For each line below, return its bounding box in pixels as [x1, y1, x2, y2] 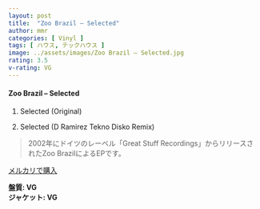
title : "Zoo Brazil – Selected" [8, 19, 120, 27]
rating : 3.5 [8, 57, 48, 65]
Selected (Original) [19, 106, 82, 116]
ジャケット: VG [8, 192, 58, 202]
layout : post [8, 11, 52, 20]
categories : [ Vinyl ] [8, 34, 84, 42]
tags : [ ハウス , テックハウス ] [8, 42, 106, 50]
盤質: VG [8, 182, 38, 192]
